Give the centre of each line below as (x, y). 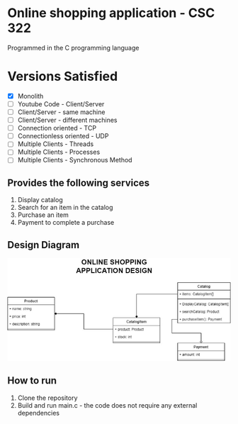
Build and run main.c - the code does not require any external (107, 405)
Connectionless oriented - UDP (63, 136)
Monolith (30, 96)
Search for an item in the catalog (65, 208)
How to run (32, 381)
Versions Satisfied (63, 77)
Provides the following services (79, 183)
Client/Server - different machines (67, 120)
